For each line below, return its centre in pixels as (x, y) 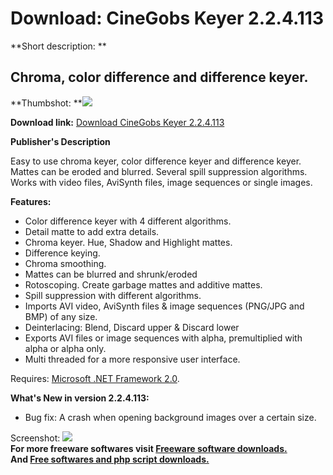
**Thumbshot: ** (46, 103)
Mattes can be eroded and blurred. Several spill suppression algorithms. (159, 171)
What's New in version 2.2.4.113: (80, 398)
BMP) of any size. (61, 316)
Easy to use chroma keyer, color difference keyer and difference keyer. (156, 161)
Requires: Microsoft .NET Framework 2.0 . (95, 378)
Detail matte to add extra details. (92, 231)
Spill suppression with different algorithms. (113, 295)
